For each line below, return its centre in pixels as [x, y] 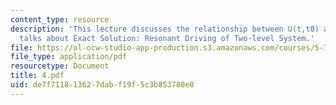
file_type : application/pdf [69, 57]
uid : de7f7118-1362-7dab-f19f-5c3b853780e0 [102, 85]
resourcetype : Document [60, 66]
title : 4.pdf [37, 76]
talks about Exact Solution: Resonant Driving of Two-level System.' [167, 38]
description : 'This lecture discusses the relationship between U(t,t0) [165, 29]
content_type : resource [60, 19]
